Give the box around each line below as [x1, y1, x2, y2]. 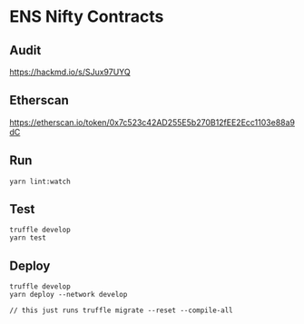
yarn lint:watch [9, 177, 71, 186]
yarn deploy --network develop [9, 290, 128, 299]
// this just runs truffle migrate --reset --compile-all [9, 306, 233, 315]
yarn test [9, 233, 47, 242]
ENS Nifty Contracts [9, 6, 164, 27]
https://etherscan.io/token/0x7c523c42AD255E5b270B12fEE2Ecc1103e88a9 [9, 116, 295, 128]
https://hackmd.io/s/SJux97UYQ [9, 66, 131, 77]
